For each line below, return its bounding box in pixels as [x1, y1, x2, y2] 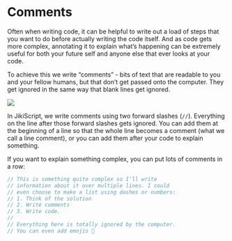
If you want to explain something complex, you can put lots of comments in [7, 155, 223, 163]
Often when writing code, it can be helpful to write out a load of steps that [7, 27, 219, 36]
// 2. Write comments [7, 201, 70, 209]
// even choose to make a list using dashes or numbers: [7, 189, 176, 196]
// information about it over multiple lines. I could [7, 182, 170, 189]
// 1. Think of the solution [7, 195, 92, 202]
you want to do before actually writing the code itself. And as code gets [7, 34, 212, 42]
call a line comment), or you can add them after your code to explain [7, 134, 203, 142]
